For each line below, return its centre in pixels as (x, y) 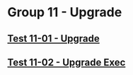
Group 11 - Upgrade (65, 12)
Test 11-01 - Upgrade (54, 39)
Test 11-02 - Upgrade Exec (66, 62)
